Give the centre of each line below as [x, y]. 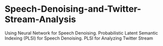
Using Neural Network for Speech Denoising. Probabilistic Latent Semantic [81, 33]
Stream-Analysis [40, 19]
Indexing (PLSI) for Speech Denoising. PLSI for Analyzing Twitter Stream [79, 38]
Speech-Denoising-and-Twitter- [73, 9]
